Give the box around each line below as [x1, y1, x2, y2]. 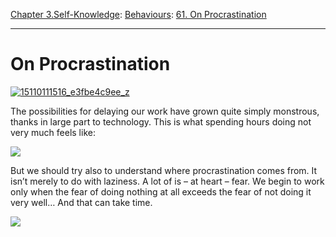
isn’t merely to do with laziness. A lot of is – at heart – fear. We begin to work [10, 175, 325, 187]
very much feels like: [10, 126, 96, 138]
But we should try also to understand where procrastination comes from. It [10, 164, 318, 176]
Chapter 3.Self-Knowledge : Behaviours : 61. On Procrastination [10, 9, 267, 20]
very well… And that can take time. [10, 196, 153, 208]
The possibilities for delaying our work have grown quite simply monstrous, [10, 105, 320, 117]
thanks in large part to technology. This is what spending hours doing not [10, 115, 312, 128]
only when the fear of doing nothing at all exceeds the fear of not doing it [10, 185, 312, 198]
